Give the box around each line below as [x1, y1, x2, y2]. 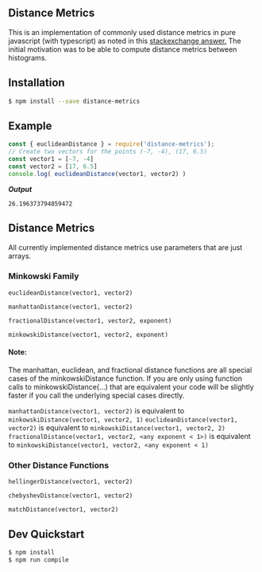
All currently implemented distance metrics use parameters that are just [8, 242, 243, 252]
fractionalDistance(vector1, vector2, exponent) [8, 316, 172, 325]
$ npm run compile [8, 555, 69, 564]
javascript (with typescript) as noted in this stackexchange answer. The [8, 36, 241, 45]
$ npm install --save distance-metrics [8, 97, 141, 105]
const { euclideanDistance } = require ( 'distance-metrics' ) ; [8, 140, 215, 148]
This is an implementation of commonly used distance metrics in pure [8, 27, 237, 37]
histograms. [8, 53, 48, 62]
